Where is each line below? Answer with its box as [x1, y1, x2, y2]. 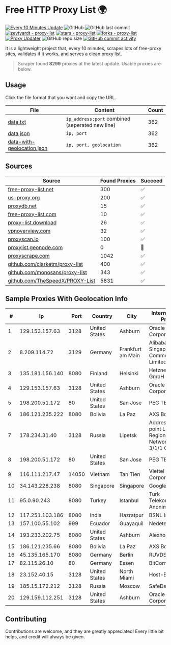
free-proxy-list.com [8, 211, 57, 218]
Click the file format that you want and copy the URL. [5, 94, 116, 100]
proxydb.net [8, 202, 37, 210]
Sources [5, 162, 33, 171]
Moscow [119, 583, 140, 590]
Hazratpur [119, 512, 144, 519]
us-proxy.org [8, 194, 40, 201]
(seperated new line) [66, 121, 116, 128]
